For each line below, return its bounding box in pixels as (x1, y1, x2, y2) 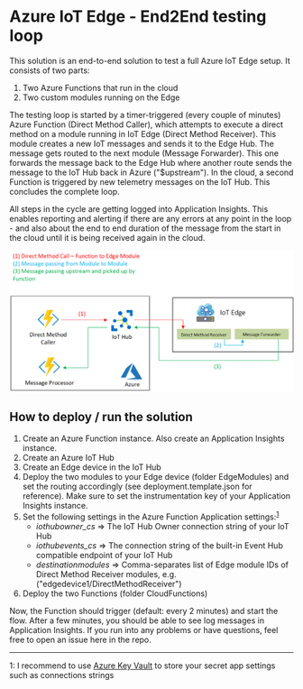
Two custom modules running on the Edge (22, 92, 180, 103)
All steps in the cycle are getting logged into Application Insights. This (9, 203, 269, 214)
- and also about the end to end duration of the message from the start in (9, 223, 281, 234)
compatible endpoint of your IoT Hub (35, 549, 173, 560)
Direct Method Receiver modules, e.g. (35, 568, 178, 579)
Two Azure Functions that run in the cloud (22, 82, 179, 93)
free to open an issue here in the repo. (9, 634, 151, 645)
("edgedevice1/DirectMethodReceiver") (35, 578, 182, 589)
